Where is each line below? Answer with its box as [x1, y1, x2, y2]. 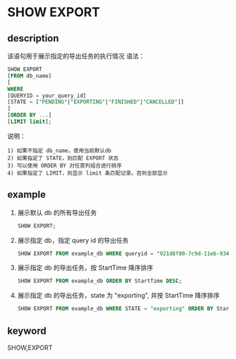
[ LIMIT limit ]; [7, 118, 52, 125]
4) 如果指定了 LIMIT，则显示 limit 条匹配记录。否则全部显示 [7, 170, 168, 177]
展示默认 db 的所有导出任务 [17, 208, 97, 217]
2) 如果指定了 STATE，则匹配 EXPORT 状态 [7, 154, 119, 162]
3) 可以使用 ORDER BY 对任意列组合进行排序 [7, 162, 122, 169]
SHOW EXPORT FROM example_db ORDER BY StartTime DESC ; [17, 277, 182, 285]
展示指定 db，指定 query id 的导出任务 [17, 236, 129, 244]
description [7, 32, 59, 44]
